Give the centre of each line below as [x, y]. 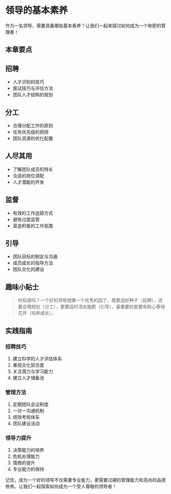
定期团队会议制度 [31, 405]
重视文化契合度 [28, 365]
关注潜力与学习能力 [33, 371]
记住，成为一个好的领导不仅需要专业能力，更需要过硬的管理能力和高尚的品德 [85, 480]
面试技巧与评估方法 [33, 88]
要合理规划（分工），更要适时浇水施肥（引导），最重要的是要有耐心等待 [91, 307]
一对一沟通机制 [28, 411]
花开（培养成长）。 [37, 313]
